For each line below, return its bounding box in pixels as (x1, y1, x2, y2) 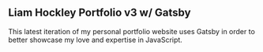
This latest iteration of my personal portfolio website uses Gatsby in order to (8, 26, 255, 36)
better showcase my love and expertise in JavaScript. (8, 35, 183, 44)
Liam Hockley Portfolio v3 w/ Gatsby (8, 6, 191, 19)
